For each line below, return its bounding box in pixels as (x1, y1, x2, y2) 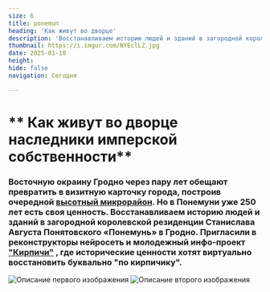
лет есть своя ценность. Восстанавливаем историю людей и (8, 206, 260, 217)
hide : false (8, 64, 48, 72)
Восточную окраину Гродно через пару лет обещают (8, 176, 228, 187)
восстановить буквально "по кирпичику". (8, 257, 182, 268)
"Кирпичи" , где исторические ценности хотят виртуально (8, 246, 252, 257)
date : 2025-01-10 (8, 49, 67, 57)
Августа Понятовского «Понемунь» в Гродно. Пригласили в (8, 226, 257, 237)
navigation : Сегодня (8, 72, 78, 80)
